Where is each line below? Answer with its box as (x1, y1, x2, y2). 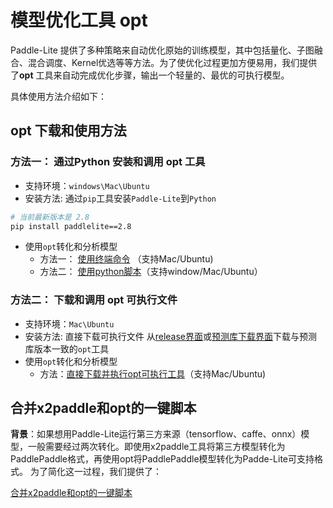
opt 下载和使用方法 (10, 122, 127, 140)
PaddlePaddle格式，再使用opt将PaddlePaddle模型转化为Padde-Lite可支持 (10, 453, 315, 465)
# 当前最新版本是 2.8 (10, 212, 90, 222)
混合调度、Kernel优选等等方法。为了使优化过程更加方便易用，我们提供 (27, 56, 318, 68)
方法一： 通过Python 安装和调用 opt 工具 (10, 155, 206, 169)
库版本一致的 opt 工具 (24, 342, 110, 355)
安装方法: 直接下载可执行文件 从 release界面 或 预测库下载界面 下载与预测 (24, 330, 318, 342)
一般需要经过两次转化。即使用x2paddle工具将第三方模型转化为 (27, 441, 286, 453)
